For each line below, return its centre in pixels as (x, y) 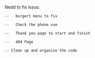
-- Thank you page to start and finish (47, 33)
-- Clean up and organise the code (41, 51)
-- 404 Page (19, 42)
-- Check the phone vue (31, 25)
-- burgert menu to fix (31, 16)
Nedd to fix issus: (22, 7)
